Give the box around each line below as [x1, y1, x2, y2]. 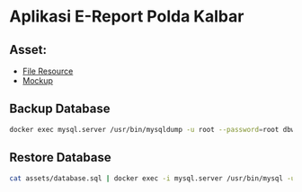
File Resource [22, 65, 74, 76]
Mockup [22, 75, 54, 86]
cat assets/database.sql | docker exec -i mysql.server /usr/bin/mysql [9, 173, 283, 183]
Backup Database [9, 101, 111, 117]
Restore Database [9, 150, 111, 165]
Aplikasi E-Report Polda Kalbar [9, 6, 244, 27]
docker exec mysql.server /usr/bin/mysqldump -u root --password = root [9, 125, 280, 134]
